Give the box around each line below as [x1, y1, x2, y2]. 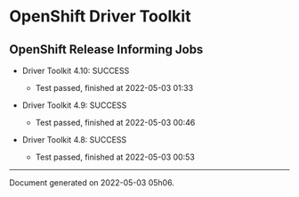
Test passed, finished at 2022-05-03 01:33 [35, 83, 194, 93]
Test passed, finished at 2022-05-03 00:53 [35, 152, 196, 162]
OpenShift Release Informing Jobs [9, 42, 204, 57]
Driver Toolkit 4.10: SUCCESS [21, 65, 130, 76]
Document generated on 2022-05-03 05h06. [9, 177, 175, 188]
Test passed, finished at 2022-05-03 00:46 [35, 118, 196, 127]
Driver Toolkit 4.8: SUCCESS [21, 135, 127, 144]
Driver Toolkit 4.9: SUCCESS [21, 100, 127, 111]
